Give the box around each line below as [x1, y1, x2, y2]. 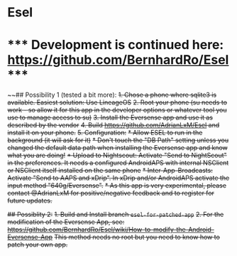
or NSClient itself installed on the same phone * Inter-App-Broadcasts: [7, 166, 213, 175]
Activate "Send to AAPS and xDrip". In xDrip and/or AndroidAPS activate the [7, 174, 230, 182]
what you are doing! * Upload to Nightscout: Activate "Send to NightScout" [7, 151, 227, 160]
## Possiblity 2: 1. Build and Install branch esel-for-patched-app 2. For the [7, 210, 224, 219]
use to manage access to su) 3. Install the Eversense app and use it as [7, 113, 213, 122]
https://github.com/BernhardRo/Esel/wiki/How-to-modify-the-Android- [7, 225, 214, 234]
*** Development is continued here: [7, 37, 224, 53]
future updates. [7, 196, 53, 205]
